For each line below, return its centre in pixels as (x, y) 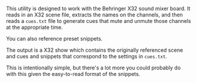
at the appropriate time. (34, 27)
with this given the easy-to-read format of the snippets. (73, 74)
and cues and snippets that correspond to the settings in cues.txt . (87, 56)
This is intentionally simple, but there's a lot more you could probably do (94, 68)
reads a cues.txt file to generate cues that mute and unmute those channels (98, 21)
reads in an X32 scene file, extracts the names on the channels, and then (95, 15)
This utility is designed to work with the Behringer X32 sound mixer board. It (98, 9)
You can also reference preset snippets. (54, 39)
